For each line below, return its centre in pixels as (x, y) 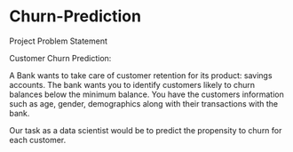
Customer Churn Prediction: (60, 58)
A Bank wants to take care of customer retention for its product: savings (141, 75)
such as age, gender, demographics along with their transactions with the (144, 103)
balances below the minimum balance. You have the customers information (146, 94)
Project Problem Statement (59, 41)
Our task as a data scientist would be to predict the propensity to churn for (146, 130)
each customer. (38, 140)
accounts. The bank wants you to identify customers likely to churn (132, 84)
